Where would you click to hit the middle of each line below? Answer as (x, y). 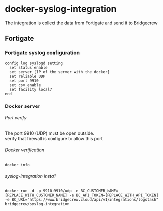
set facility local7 (31, 89)
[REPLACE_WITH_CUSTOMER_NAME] (36, 195)
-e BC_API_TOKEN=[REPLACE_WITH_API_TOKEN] (114, 195)
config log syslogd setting (34, 63)
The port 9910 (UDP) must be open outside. (50, 133)
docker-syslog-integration (61, 9)
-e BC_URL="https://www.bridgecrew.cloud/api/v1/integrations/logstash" (82, 200)
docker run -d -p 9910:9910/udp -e (42, 191)
